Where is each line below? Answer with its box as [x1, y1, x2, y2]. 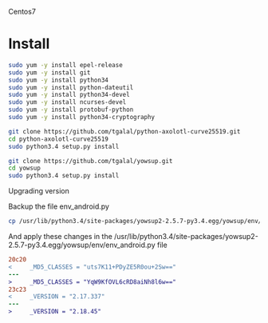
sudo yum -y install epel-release [8, 61, 124, 69]
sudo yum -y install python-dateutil [8, 83, 134, 91]
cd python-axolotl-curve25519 [8, 135, 109, 143]
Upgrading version [8, 186, 69, 196]
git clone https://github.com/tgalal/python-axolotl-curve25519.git [8, 127, 241, 135]
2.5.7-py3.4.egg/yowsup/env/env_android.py [8, 240, 156, 250]
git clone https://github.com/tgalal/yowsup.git [8, 157, 173, 165]
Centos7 [8, 7, 36, 16]
